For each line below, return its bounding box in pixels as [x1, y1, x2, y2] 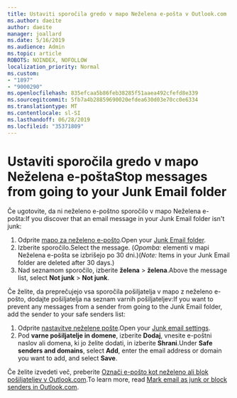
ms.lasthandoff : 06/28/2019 [7, 116, 91, 123]
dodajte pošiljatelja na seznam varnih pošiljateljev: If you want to [27, 295, 214, 303]
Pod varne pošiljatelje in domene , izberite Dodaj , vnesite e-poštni [17, 331, 212, 340]
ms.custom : [7, 70, 40, 77]
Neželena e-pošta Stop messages [7, 168, 208, 185]
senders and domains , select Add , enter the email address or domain [17, 346, 222, 355]
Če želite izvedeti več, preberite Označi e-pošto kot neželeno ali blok [7, 367, 209, 377]
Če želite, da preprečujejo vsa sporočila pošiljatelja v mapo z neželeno [7, 287, 213, 296]
